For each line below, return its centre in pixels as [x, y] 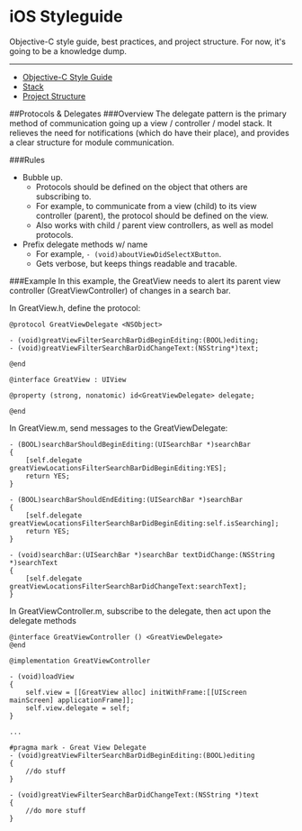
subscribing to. [63, 196]
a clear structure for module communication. [92, 142]
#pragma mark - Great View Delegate [78, 747]
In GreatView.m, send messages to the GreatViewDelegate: [119, 428]
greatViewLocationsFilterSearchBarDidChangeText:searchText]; [128, 586]
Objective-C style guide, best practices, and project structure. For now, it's [147, 41]
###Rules [27, 160]
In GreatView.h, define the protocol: [75, 307]
